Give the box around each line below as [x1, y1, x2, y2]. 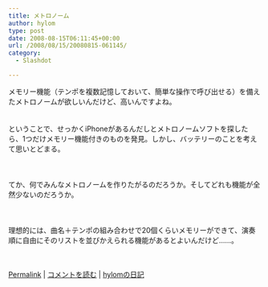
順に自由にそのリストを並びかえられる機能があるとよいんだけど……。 [8, 235, 238, 245]
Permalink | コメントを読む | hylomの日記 [8, 269, 144, 279]
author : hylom [8, 19, 56, 27]
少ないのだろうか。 [14, 190, 79, 199]
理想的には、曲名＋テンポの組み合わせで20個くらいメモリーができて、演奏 [8, 225, 256, 235]
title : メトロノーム [8, 11, 70, 20]
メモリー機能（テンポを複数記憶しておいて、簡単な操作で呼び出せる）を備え [8, 86, 261, 96]
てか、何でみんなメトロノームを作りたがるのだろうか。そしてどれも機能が [8, 179, 254, 189]
